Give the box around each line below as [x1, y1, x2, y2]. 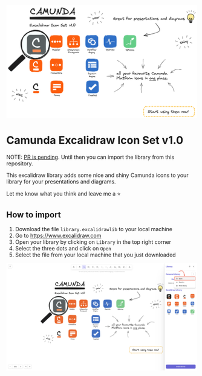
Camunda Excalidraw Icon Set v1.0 [6, 133, 183, 147]
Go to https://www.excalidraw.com [15, 232, 102, 240]
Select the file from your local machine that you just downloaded [15, 251, 177, 258]
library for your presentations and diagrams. [6, 177, 116, 185]
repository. [6, 159, 33, 167]
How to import [6, 210, 62, 220]
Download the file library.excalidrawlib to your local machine [15, 226, 172, 233]
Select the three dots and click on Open [15, 245, 112, 252]
